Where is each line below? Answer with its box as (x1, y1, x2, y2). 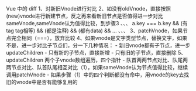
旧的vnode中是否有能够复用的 (6, 79, 78, 85)
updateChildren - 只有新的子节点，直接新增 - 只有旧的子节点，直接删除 (6, 49, 177, 56)
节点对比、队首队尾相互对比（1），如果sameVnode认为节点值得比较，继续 (11, 64, 188, 70)
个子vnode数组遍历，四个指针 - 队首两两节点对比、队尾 (49, 56, 183, 63)
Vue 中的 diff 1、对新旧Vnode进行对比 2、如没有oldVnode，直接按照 (6, 5, 171, 12)
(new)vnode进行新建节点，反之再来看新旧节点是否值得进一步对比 (6, 12, 164, 19)
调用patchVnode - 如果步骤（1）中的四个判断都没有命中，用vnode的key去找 (6, 71, 190, 78)
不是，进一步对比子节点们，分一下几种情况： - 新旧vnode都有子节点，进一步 (6, 42, 191, 49)
